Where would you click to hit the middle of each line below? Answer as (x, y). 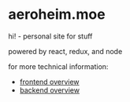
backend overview (50, 90)
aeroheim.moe (57, 15)
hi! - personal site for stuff (50, 36)
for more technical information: (58, 66)
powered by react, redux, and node (65, 51)
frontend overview (50, 82)
